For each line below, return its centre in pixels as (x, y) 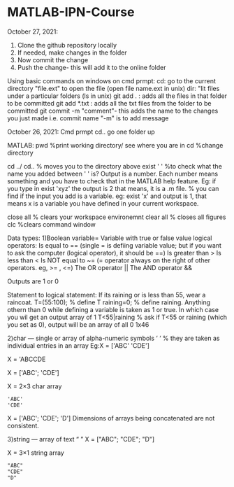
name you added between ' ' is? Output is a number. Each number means (113, 174)
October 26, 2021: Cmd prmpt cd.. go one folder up (81, 132)
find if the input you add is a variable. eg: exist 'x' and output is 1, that (107, 196)
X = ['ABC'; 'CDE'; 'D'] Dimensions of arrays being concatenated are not (111, 418)
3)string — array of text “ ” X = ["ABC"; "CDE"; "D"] (81, 439)
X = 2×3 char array (35, 386)
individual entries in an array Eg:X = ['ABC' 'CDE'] (79, 345)
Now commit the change (53, 59)
